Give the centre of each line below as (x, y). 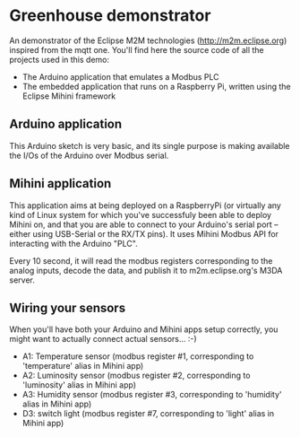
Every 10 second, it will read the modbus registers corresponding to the (141, 260)
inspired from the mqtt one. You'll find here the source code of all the (137, 49)
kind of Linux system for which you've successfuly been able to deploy (140, 214)
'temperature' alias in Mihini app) (83, 366)
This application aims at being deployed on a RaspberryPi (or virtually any (146, 205)
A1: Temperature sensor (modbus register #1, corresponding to (138, 356)
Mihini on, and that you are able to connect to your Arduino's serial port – (144, 224)
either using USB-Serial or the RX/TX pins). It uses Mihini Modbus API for (144, 233)
